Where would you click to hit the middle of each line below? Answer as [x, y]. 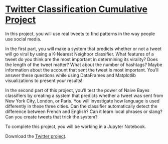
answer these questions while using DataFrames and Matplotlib [71, 75]
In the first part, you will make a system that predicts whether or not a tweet [83, 48]
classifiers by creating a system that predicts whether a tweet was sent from [84, 95]
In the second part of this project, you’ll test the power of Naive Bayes [77, 90]
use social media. [23, 39]
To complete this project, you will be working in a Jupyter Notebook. [76, 126]
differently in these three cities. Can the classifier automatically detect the [81, 106]
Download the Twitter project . [36, 136]
